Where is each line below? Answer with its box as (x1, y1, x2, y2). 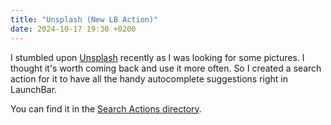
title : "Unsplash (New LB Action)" (10, 14, 159, 25)
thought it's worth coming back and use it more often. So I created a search (10, 62, 322, 74)
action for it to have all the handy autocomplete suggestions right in (10, 72, 289, 85)
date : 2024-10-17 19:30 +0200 (10, 24, 137, 34)
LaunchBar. (10, 83, 58, 95)
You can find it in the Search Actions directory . (10, 102, 202, 115)
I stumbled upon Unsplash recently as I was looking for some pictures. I (10, 51, 305, 63)
